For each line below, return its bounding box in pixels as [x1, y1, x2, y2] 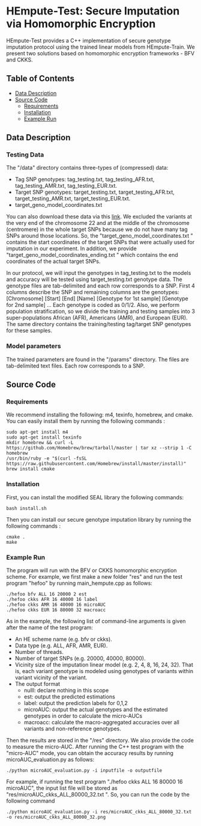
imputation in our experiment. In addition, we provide [6, 245, 137, 252]
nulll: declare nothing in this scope [23, 687, 109, 694]
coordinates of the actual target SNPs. [6, 257, 101, 265]
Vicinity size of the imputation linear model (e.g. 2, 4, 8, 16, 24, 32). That [14, 661, 193, 668]
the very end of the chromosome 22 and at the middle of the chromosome [6, 220, 190, 227]
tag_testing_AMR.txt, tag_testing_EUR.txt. [14, 182, 118, 190]
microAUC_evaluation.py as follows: [6, 756, 95, 763]
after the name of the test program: [6, 624, 93, 631]
